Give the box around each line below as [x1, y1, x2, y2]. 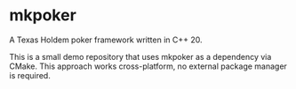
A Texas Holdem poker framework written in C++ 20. [9, 34, 203, 45]
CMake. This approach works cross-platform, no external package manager [9, 61, 287, 71]
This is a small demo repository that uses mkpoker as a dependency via [9, 51, 272, 62]
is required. [9, 70, 51, 80]
